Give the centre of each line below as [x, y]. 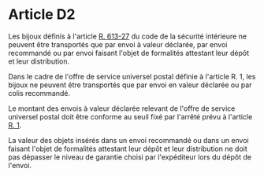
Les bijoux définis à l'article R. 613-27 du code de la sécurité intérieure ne [127, 36]
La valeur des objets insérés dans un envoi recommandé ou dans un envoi [129, 140]
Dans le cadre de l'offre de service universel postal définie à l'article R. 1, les [132, 76]
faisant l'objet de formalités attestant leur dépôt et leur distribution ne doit [128, 148]
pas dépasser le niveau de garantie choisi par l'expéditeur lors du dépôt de [130, 157]
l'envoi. [20, 165]
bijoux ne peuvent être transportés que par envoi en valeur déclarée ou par [130, 85]
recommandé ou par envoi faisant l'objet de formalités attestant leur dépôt [129, 53]
